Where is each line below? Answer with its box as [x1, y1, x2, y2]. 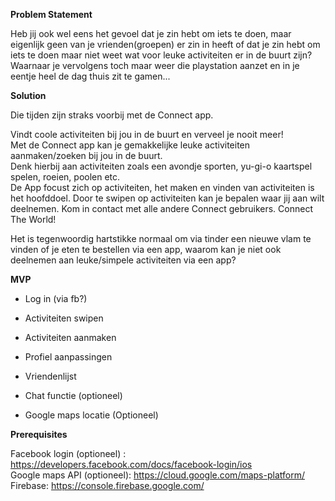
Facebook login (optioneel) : [10, 448, 127, 459]
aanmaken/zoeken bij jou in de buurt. [10, 150, 163, 161]
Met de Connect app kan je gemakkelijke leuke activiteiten [10, 139, 251, 151]
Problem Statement [10, 9, 93, 20]
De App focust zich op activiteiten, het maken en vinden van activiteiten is [10, 182, 315, 193]
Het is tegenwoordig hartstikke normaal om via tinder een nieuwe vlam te [10, 233, 312, 244]
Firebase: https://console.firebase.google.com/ [10, 480, 205, 491]
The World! [10, 214, 57, 225]
